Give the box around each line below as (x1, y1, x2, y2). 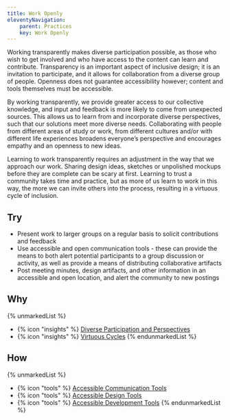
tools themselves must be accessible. (7, 85, 113, 93)
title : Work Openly (7, 10, 63, 17)
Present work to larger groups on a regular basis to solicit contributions (16, 230, 218, 238)
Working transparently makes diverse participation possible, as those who (7, 48, 217, 56)
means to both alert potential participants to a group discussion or (16, 252, 205, 260)
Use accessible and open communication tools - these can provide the (16, 245, 218, 253)
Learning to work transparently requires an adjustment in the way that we (7, 155, 215, 164)
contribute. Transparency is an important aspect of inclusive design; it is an (7, 63, 220, 71)
